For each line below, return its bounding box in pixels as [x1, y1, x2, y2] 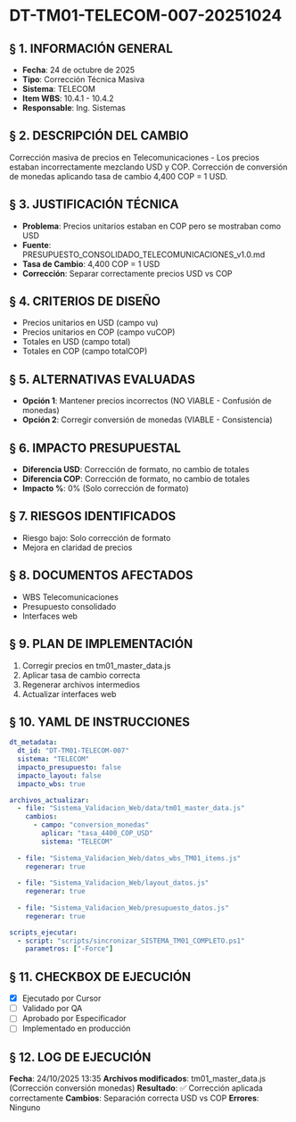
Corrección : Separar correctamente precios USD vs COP [21, 268, 234, 278]
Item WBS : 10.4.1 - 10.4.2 [21, 93, 114, 104]
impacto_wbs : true [17, 779, 86, 788]
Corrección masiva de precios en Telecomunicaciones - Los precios [9, 152, 260, 162]
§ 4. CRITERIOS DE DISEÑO [9, 294, 160, 309]
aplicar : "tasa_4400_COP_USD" [41, 829, 153, 838]
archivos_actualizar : [9, 795, 90, 804]
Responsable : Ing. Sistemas [21, 103, 127, 112]
